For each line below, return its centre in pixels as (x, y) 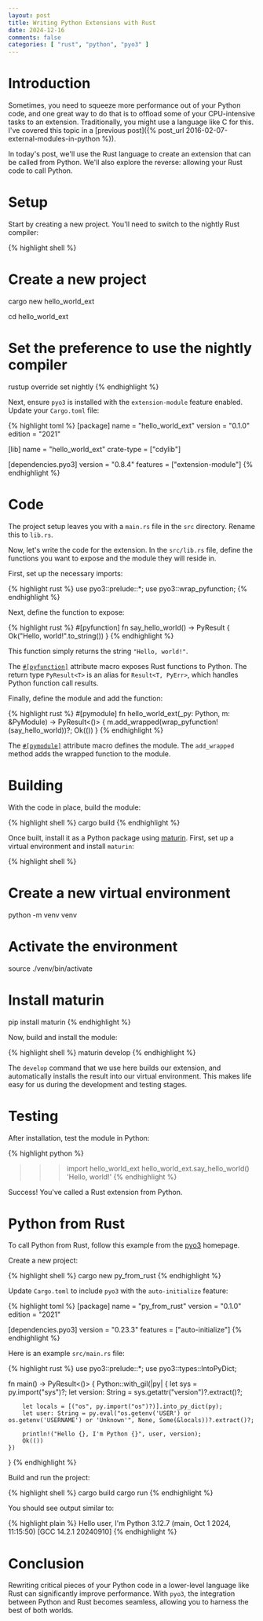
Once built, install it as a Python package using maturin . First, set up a (121, 837)
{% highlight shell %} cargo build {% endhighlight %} (94, 822)
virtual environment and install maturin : (71, 846)
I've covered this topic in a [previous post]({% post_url (96, 130)
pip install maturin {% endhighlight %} (69, 1022)
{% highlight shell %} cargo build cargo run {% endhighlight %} (111, 1493)
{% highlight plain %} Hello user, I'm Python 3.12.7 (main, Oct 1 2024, (120, 1524)
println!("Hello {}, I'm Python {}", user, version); (112, 1434)
